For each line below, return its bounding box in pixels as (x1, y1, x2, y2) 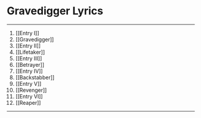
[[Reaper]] (15, 99, 41, 106)
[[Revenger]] (15, 86, 47, 94)
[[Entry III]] (15, 55, 42, 62)
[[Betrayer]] (15, 61, 45, 68)
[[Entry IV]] (15, 67, 44, 74)
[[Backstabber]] (15, 73, 55, 81)
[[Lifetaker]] (15, 48, 45, 55)
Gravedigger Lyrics (7, 4, 104, 18)
